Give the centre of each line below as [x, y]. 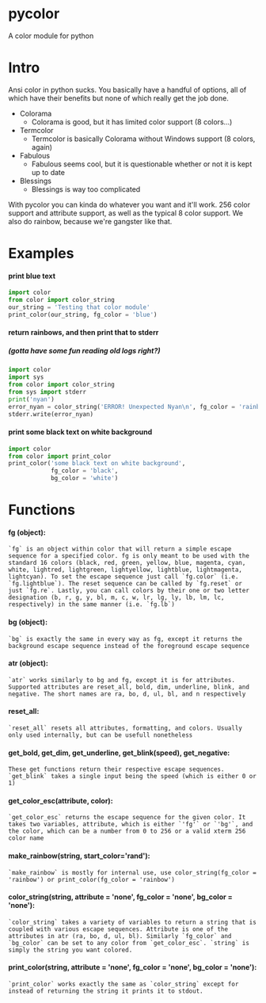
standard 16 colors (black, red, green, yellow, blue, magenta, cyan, [127, 563]
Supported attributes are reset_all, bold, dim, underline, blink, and [129, 687]
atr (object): [28, 663]
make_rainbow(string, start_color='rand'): [79, 856]
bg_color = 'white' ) [84, 479]
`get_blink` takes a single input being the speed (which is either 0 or [133, 776]
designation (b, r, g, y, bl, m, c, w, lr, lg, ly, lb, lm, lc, [116, 598]
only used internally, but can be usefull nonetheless [101, 735]
